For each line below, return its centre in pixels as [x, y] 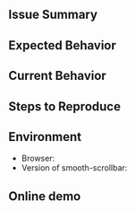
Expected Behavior [63, 45]
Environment [45, 137]
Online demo [45, 196]
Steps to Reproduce [65, 106]
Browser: [38, 158]
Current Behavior [57, 76]
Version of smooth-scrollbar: [74, 168]
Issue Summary [53, 15]
